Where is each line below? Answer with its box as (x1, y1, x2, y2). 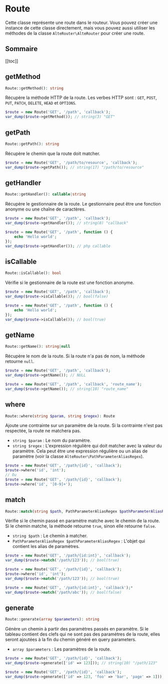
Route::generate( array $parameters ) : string (5, 617, 99, 622)
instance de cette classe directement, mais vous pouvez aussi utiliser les (5, 24, 155, 30)
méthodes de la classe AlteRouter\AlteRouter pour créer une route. (5, 30, 145, 36)
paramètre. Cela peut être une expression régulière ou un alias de (12, 448, 148, 454)
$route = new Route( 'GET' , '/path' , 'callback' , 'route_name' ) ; (5, 381, 142, 386)
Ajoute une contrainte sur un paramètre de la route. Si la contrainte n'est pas (5, 422, 163, 428)
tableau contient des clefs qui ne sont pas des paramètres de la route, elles (5, 631, 160, 637)
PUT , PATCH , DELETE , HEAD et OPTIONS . (5, 100, 76, 106)
